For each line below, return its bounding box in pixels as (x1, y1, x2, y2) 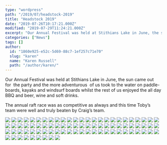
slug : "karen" (9, 53, 39, 59)
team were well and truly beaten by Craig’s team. (5, 108, 105, 114)
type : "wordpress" (5, 7, 43, 12)
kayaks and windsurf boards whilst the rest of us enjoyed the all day (21, 87, 162, 93)
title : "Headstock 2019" (5, 16, 57, 21)
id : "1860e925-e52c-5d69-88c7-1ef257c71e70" (9, 49, 103, 54)
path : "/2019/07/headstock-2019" (5, 12, 75, 17)
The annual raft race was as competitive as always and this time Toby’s (5, 102, 151, 108)
